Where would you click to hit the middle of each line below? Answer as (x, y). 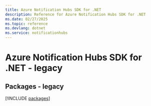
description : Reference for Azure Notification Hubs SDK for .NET (75, 14)
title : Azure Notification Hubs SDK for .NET (53, 10)
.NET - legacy (34, 68)
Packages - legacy (34, 86)
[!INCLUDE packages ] (28, 98)
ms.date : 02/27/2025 (27, 19)
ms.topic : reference (27, 24)
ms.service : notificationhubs (37, 33)
